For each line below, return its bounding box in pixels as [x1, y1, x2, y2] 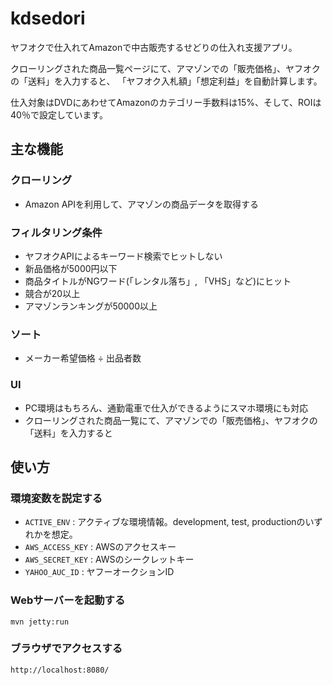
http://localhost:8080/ [10, 665, 110, 675]
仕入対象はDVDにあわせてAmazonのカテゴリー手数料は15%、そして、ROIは [10, 96, 322, 108]
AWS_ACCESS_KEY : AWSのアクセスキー [24, 541, 177, 553]
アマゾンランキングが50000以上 [24, 300, 158, 312]
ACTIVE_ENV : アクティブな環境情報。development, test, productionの [24, 516, 306, 528]
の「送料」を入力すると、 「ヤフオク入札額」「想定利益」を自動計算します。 [10, 75, 323, 87]
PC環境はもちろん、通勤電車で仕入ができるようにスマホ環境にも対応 [24, 402, 309, 414]
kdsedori [10, 7, 86, 30]
